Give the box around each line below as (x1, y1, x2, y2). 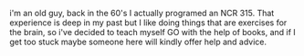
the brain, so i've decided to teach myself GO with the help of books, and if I (9, 27, 297, 37)
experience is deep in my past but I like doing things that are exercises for (9, 17, 288, 28)
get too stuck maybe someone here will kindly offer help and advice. (9, 36, 267, 47)
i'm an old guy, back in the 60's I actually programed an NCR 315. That (9, 8, 275, 18)
